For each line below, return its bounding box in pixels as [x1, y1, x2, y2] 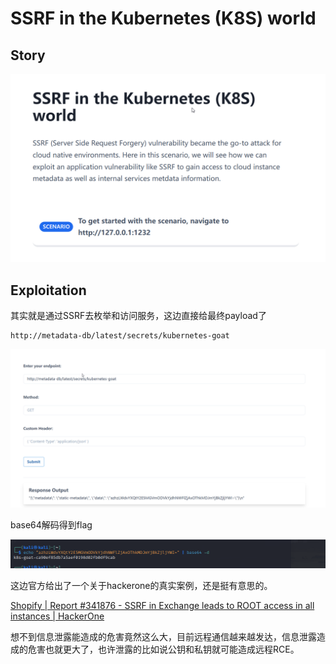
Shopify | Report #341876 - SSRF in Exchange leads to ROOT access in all [10, 599, 315, 611]
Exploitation [10, 282, 87, 299]
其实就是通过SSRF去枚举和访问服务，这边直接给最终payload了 [10, 310, 267, 322]
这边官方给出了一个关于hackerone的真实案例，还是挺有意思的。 [10, 579, 273, 591]
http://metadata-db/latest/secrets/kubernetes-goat [10, 331, 230, 341]
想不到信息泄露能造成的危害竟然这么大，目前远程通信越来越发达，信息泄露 [10, 630, 317, 642]
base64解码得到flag [10, 519, 93, 531]
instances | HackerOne [10, 610, 105, 622]
